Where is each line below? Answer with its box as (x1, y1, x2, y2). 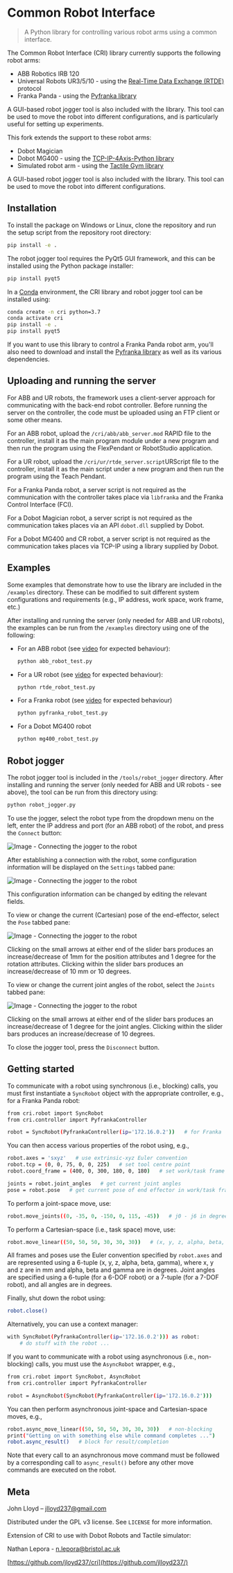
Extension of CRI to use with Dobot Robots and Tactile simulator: (7, 1531, 191, 1540)
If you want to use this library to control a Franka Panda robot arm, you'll (7, 340, 214, 348)
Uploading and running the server (7, 375, 156, 387)
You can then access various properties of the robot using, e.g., (7, 1141, 189, 1150)
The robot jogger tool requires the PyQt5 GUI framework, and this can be (7, 254, 216, 262)
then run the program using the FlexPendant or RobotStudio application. (7, 444, 213, 452)
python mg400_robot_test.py (17, 736, 98, 743)
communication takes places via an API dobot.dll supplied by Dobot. (7, 521, 205, 529)
